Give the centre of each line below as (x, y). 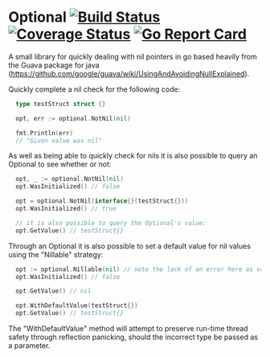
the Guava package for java (54, 65)
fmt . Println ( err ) (45, 133)
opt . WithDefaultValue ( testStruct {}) (77, 306)
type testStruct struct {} (61, 104)
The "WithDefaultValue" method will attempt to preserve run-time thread (128, 329)
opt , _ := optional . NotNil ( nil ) (70, 179)
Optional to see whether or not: (60, 164)
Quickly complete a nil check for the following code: (94, 89)
